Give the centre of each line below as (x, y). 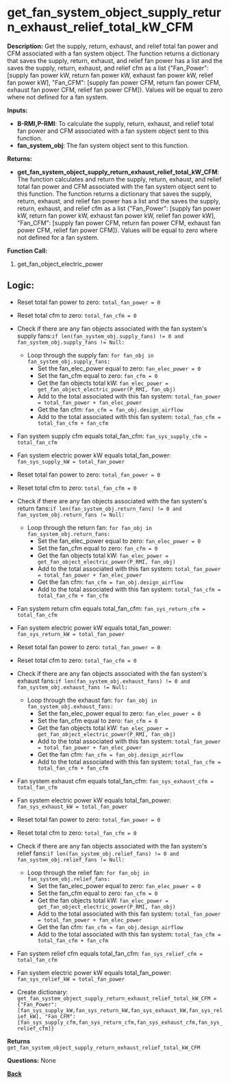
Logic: (21, 286)
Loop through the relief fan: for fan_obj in (88, 872)
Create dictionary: (42, 992)
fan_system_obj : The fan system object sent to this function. (103, 145)
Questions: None (31, 1060)
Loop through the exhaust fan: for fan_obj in (92, 700)
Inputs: (17, 110)
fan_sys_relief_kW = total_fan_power (71, 979)
